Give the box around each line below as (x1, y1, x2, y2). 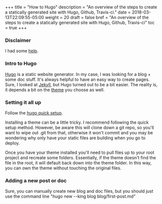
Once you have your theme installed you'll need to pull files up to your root (5, 149, 155, 155)
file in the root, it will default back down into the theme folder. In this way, (5, 160, 152, 166)
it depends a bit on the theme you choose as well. (5, 87, 105, 93)
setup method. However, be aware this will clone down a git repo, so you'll (5, 124, 154, 130)
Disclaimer (5, 37, 31, 43)
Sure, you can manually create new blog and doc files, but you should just (5, 188, 153, 194)
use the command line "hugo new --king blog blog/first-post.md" (5, 193, 136, 199)
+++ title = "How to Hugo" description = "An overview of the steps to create (5, 4, 157, 10)
